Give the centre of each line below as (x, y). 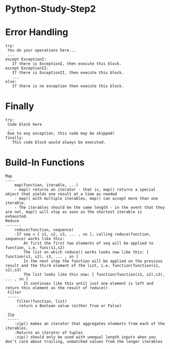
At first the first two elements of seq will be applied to (89, 243)
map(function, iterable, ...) (47, 185)
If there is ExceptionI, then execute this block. (67, 64)
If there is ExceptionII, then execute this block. (68, 73)
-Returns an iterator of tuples (49, 333)
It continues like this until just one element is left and (89, 284)
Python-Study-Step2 (51, 9)
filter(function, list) (42, 301)
